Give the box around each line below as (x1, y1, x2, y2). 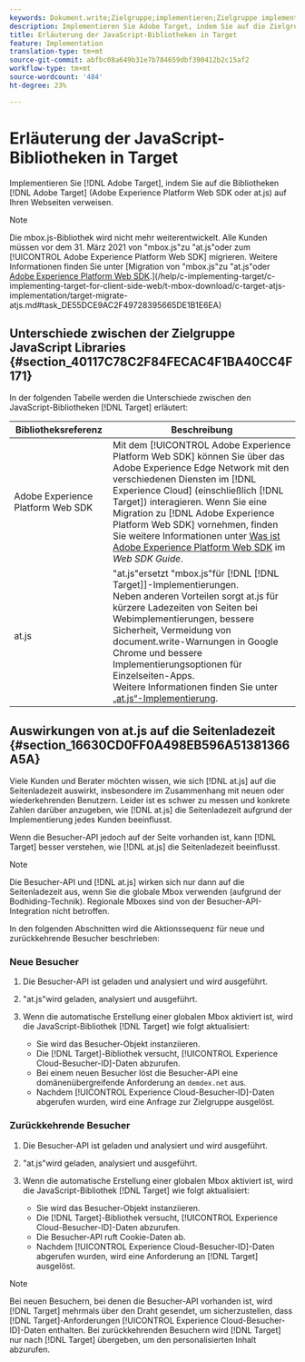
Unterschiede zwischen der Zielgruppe (9, 325, 236, 341)
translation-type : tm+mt (9, 47, 103, 56)
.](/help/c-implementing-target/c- (149, 270, 276, 282)
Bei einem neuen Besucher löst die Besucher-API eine (35, 1068, 239, 1079)
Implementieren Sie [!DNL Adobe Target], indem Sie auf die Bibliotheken (9, 177, 280, 188)
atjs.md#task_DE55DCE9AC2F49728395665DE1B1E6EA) (9, 299, 222, 310)
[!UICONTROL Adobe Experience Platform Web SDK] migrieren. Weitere (9, 251, 279, 262)
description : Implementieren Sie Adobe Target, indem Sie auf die (9, 22, 266, 31)
